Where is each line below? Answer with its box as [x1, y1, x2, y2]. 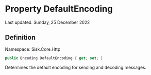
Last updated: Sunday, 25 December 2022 [5, 19, 90, 25]
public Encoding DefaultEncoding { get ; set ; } [5, 56, 103, 60]
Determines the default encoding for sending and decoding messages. [5, 64, 147, 70]
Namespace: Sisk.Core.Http [5, 46, 61, 52]
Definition [5, 33, 35, 42]
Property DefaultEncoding [5, 3, 113, 15]
